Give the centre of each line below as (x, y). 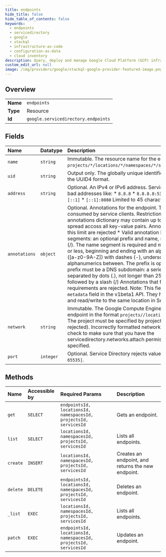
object (48, 254)
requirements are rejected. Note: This (111, 288)
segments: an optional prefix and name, (113, 238)
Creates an (129, 454)
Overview (21, 90)
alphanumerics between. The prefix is (111, 263)
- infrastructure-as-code (36, 46)
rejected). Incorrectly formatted (104, 327)
